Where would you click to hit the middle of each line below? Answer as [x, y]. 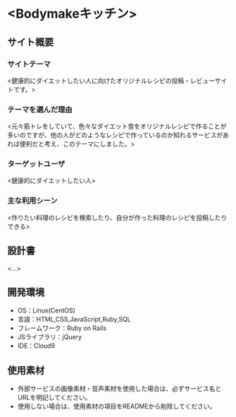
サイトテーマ [29, 64]
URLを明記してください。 [54, 398]
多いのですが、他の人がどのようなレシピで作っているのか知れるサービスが [115, 135]
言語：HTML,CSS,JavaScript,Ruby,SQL [74, 319]
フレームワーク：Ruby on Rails [62, 328]
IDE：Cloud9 [36, 346]
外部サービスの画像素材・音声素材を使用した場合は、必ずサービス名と [119, 389]
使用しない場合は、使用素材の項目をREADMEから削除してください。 [117, 406]
